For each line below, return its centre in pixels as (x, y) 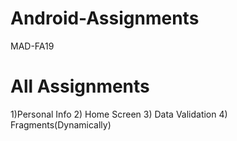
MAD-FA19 (32, 46)
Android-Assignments (105, 18)
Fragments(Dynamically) (61, 124)
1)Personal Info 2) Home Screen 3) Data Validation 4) (119, 114)
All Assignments (80, 86)
